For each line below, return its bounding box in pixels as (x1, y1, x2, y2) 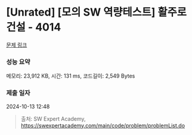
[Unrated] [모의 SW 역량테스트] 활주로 (6, 5, 187, 19)
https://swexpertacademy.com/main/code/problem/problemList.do (20, 122, 185, 129)
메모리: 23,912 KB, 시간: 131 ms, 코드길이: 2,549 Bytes (6, 72, 135, 79)
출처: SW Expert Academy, (20, 115, 86, 122)
